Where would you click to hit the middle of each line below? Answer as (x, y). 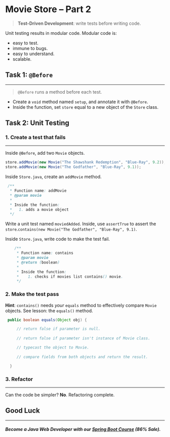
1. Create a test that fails (35, 138)
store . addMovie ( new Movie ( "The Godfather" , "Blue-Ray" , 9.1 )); (73, 167)
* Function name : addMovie (38, 191)
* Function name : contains (45, 253)
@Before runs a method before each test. (60, 92)
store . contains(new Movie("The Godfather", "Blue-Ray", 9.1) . (71, 229)
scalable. (22, 59)
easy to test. (26, 43)
